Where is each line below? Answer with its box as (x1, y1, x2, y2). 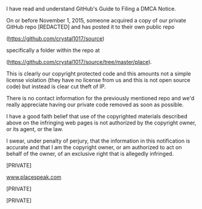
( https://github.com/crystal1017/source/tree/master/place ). (6, 59, 153, 65)
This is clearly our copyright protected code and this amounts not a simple (6, 70, 191, 77)
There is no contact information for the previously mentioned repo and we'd (6, 95, 195, 101)
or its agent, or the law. (6, 126, 63, 132)
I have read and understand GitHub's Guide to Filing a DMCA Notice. (6, 5, 176, 12)
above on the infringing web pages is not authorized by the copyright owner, (6, 119, 197, 126)
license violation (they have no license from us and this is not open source (6, 77, 191, 83)
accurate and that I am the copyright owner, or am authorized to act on (6, 144, 182, 150)
